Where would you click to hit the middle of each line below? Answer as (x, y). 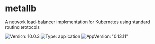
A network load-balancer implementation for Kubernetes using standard (77, 22)
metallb (21, 8)
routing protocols (22, 27)
